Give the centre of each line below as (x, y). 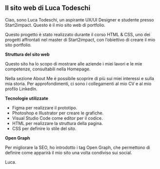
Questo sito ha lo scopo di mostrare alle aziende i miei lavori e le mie (74, 63)
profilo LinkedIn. (21, 89)
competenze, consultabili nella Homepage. (48, 69)
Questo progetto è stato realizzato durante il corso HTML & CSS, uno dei (78, 34)
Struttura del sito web (27, 54)
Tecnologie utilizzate (27, 98)
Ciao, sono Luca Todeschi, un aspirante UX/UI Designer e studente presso (80, 20)
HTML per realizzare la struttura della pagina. (57, 123)
